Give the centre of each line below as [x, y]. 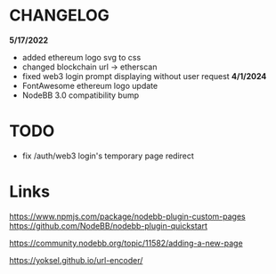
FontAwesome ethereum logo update [90, 85]
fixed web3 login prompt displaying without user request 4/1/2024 [144, 76]
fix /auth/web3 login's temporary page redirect [108, 156]
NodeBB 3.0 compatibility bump [81, 95]
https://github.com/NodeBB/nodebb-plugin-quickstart [108, 226]
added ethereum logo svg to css [81, 57]
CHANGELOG [59, 16]
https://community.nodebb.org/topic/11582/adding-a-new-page [126, 243]
